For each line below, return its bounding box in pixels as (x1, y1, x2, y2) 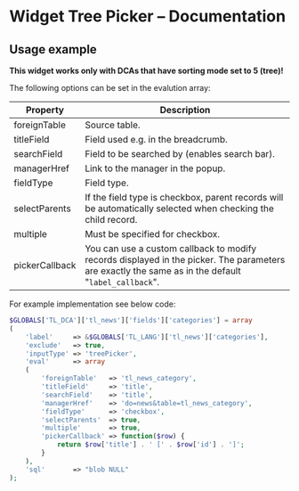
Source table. (84, 119, 141, 131)
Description (159, 104, 211, 116)
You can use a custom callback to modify (84, 242, 257, 255)
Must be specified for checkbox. (84, 228, 221, 240)
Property (25, 104, 65, 116)
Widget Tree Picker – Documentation (9, 6, 287, 27)
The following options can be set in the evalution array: (9, 83, 211, 93)
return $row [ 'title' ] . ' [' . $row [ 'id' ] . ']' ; (56, 440, 245, 449)
